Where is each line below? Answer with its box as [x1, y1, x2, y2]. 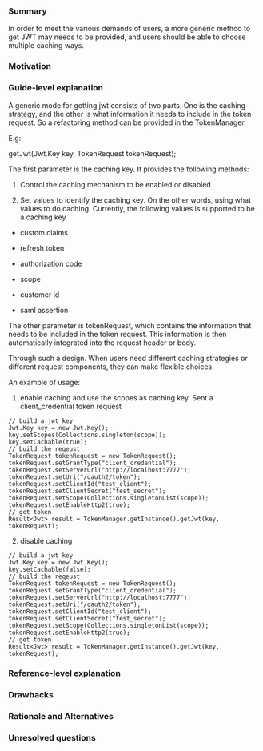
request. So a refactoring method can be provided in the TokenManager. [8, 118, 246, 127]
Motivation [8, 61, 52, 72]
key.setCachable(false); [8, 565, 91, 573]
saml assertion [19, 305, 69, 315]
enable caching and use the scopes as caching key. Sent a [19, 392, 213, 402]
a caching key [19, 212, 66, 222]
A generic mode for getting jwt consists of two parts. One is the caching [8, 100, 246, 110]
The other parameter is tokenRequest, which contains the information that [8, 320, 252, 330]
